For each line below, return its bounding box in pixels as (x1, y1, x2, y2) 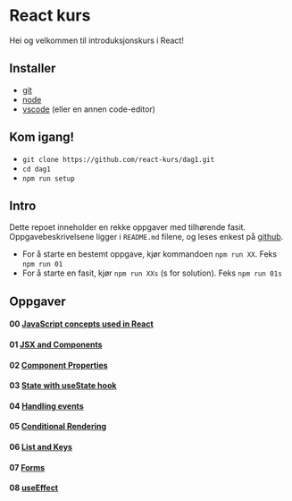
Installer (9, 61, 56, 76)
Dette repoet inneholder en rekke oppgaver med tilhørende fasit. (9, 222, 246, 233)
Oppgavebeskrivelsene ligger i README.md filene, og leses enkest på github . (9, 232, 284, 242)
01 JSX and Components (9, 339, 103, 350)
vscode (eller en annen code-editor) (21, 104, 156, 115)
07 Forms (9, 462, 46, 472)
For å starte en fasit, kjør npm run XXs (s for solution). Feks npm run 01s (21, 267, 283, 278)
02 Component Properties (9, 360, 109, 370)
